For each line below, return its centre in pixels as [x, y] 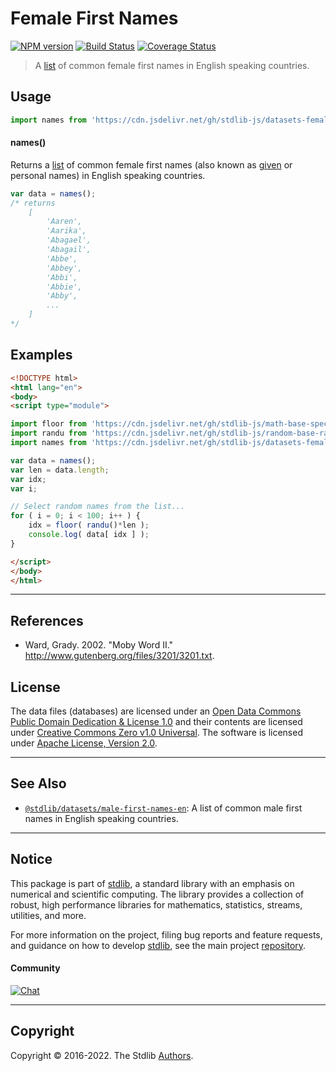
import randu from [48, 433]
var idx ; [28, 479]
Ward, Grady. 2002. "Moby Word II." [99, 645]
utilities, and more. [48, 915]
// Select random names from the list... [98, 507]
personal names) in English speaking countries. [108, 175]
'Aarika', [66, 231]
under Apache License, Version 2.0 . [84, 743]
